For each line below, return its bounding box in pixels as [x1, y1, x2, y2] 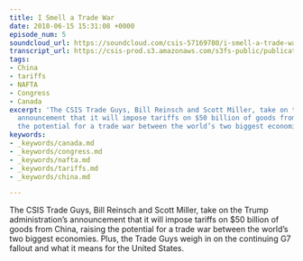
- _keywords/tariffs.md [9, 164, 99, 173]
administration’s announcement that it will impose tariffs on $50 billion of [9, 214, 280, 225]
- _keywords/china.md [9, 172, 91, 181]
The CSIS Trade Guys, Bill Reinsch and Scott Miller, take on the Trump [9, 204, 269, 216]
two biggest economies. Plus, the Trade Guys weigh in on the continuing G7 [9, 233, 291, 244]
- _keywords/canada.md [9, 139, 95, 148]
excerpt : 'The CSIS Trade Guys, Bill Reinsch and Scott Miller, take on [9, 105, 289, 114]
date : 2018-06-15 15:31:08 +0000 [9, 22, 135, 31]
